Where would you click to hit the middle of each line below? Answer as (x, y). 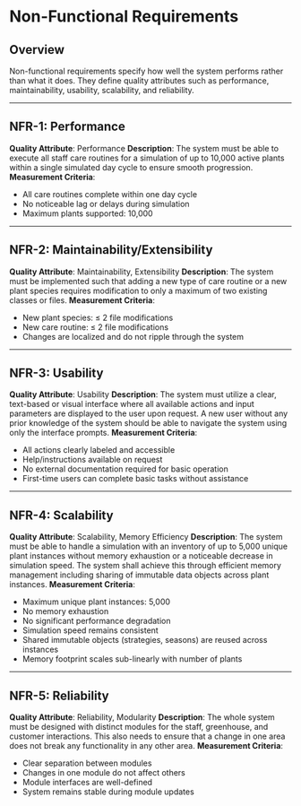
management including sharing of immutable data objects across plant (139, 575)
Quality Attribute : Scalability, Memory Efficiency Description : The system (146, 537)
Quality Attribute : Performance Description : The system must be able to (144, 148)
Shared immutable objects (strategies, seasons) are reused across (145, 640)
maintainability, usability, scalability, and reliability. (102, 90)
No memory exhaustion (65, 611)
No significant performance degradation (96, 621)
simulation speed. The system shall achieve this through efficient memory (146, 566)
